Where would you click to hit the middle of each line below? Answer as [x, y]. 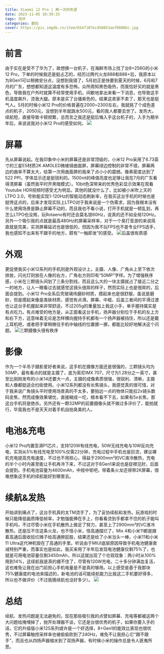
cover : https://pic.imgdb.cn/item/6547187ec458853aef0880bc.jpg [72, 28]
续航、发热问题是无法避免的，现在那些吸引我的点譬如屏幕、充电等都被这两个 [82, 616]
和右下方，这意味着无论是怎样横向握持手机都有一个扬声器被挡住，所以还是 [80, 318]
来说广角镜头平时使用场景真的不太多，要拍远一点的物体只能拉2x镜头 [82, 391]
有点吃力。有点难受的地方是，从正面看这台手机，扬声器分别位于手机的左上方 [82, 312]
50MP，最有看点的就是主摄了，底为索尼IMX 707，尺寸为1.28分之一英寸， [79, 373]
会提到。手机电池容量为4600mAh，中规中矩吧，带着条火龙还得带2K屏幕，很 [82, 470]
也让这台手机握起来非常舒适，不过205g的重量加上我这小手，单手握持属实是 [81, 306]
